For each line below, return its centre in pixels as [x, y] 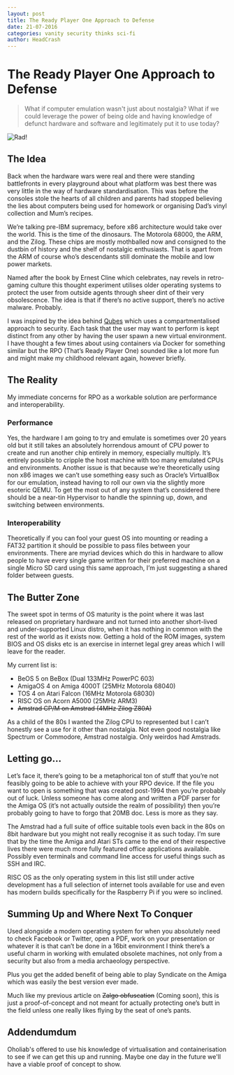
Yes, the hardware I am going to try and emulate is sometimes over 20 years [117, 438]
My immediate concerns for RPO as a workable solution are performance [112, 397]
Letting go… [34, 759]
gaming [18, 285]
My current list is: [32, 665]
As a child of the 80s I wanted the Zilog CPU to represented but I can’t [108, 722]
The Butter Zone [43, 597]
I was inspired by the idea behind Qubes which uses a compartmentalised [114, 321]
